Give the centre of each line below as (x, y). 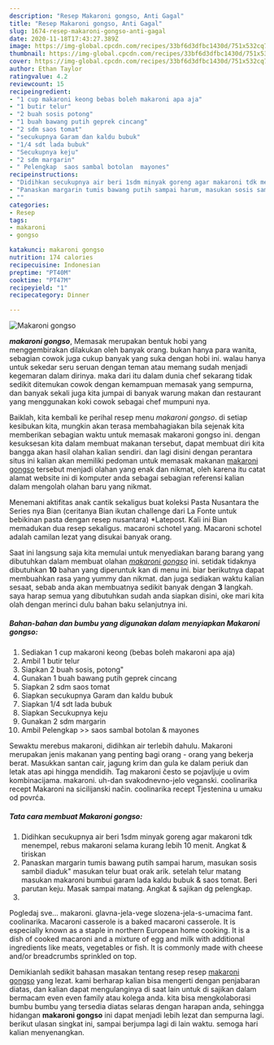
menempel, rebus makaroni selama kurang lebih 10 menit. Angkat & (134, 846)
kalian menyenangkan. (47, 1033)
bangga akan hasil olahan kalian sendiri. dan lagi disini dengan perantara (131, 452)
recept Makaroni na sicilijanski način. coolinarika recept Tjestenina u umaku (136, 789)
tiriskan (33, 854)
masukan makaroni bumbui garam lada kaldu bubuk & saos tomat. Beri (139, 880)
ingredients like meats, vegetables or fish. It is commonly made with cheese (136, 947)
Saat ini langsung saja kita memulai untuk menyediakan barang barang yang (137, 553)
